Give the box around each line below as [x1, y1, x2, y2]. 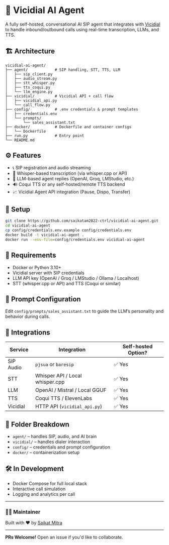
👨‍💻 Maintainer [5, 508, 41, 515]
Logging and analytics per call [12, 491, 75, 497]
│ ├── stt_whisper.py [5, 80, 55, 85]
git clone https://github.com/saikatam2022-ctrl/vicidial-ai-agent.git [5, 219, 158, 224]
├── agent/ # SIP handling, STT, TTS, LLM [5, 67, 121, 72]
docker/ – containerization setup [12, 450, 79, 455]
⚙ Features [5, 151, 41, 160]
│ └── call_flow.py [5, 102, 51, 107]
